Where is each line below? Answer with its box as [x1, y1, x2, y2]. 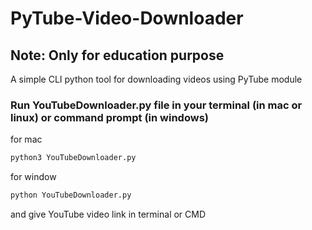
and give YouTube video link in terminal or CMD [10, 208, 207, 221]
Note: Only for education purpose [10, 47, 225, 64]
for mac [10, 133, 43, 146]
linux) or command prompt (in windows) [10, 110, 209, 124]
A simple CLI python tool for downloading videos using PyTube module [10, 73, 303, 85]
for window [10, 171, 57, 183]
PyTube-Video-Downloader [10, 7, 244, 30]
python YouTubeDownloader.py [10, 190, 132, 201]
